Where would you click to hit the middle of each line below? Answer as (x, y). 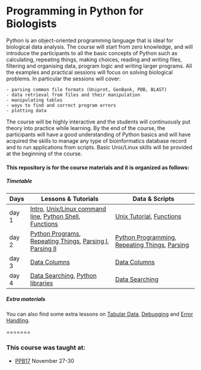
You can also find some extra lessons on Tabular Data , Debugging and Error (100, 314)
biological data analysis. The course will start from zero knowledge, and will (100, 47)
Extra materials (26, 299)
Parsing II (43, 248)
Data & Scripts (153, 198)
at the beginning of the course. (44, 154)
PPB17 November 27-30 (45, 360)
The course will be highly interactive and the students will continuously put (98, 122)
